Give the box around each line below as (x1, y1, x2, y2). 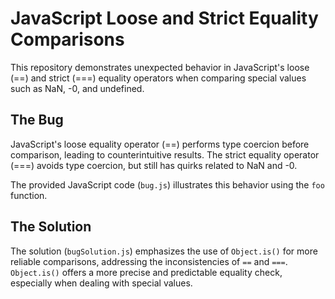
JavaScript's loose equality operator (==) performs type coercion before (10, 138, 310, 150)
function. (10, 189, 48, 201)
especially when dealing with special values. (10, 277, 193, 289)
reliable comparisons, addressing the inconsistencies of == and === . (10, 255, 288, 267)
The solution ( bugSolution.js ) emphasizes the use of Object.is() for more (10, 245, 318, 257)
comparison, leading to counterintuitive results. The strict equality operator (10, 148, 320, 161)
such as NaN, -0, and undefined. (10, 82, 145, 94)
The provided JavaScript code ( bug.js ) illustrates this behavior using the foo (10, 178, 325, 191)
